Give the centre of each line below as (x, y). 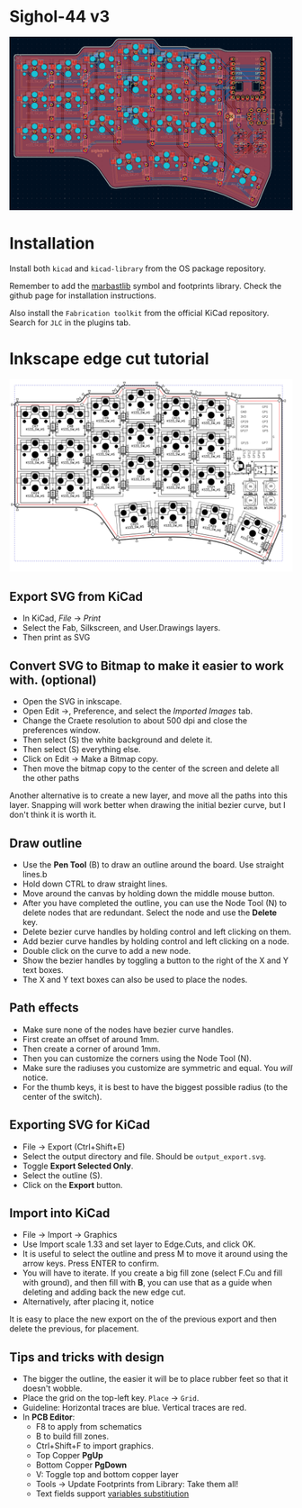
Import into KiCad (60, 1213)
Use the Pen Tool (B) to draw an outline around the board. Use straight (153, 864)
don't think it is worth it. (53, 815)
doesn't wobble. (52, 1388)
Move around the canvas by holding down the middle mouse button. (149, 893)
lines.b (35, 874)
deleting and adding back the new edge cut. (104, 1292)
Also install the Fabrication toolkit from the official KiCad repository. (139, 313)
